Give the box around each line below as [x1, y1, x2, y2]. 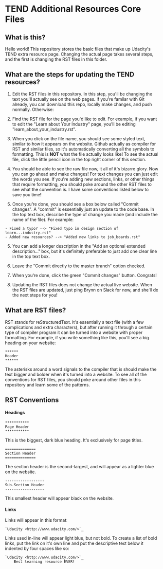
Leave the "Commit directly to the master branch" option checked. [12, 263, 145, 269]
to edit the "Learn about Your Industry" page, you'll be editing [12, 121, 136, 127]
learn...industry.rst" [5, 230, 51, 235]
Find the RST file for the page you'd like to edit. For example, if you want [12, 116, 157, 122]
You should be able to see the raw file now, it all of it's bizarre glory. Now [12, 165, 159, 171]
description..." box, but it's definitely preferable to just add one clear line [12, 248, 157, 254]
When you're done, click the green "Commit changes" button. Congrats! [12, 272, 157, 278]
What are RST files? [5, 306, 66, 314]
